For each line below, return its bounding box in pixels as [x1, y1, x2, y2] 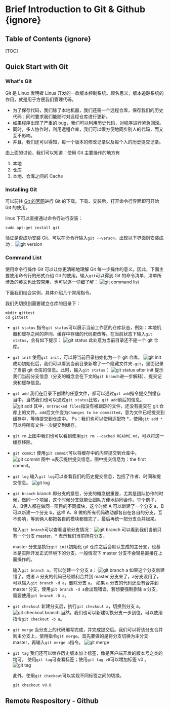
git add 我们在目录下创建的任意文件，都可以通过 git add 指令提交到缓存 [12, 390, 161, 396]
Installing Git [5, 186, 37, 193]
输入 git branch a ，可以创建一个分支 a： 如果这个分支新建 [12, 567, 165, 573]
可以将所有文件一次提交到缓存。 [12, 422, 79, 428]
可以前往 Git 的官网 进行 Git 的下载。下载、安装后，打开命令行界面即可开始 [5, 198, 159, 204]
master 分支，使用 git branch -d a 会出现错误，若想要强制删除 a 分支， [12, 586, 161, 592]
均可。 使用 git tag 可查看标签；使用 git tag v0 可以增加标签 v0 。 [12, 656, 149, 662]
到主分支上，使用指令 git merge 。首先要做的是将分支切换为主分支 [12, 633, 149, 639]
